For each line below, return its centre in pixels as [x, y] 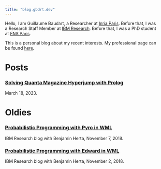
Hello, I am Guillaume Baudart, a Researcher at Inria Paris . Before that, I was [80, 23]
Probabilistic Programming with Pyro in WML [59, 127]
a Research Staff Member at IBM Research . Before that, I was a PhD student [80, 28]
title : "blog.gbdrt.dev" [30, 9]
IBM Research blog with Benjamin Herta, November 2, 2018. [65, 161]
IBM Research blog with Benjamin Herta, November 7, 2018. [64, 138]
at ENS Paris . [18, 33]
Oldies [18, 113]
